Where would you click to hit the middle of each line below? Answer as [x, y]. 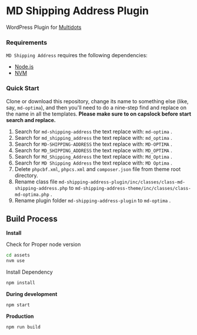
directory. [26, 175]
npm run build [24, 327]
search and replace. [31, 120]
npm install [21, 283]
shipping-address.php [41, 188]
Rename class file [36, 182]
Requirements [27, 42]
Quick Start [23, 88]
